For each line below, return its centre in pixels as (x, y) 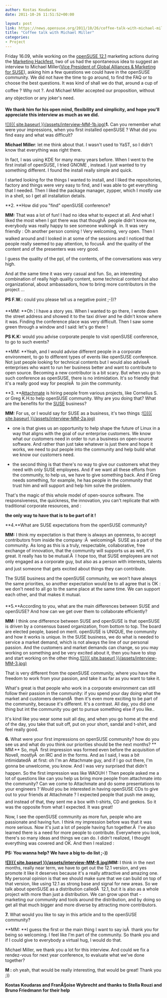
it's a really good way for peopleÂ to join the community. (63, 383)
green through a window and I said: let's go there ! (57, 327)
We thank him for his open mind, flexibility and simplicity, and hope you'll (83, 109)
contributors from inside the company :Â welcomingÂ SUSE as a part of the (83, 540)
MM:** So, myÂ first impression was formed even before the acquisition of (83, 749)
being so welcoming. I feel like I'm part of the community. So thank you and (82, 935)
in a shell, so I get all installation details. (45, 195)
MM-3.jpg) (16, 663)
